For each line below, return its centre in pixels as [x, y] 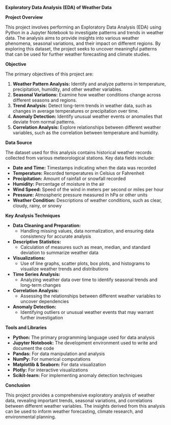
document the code [33, 348]
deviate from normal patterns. [44, 122]
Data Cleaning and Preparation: [47, 226]
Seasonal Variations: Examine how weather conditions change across [87, 95]
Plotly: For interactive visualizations [50, 370]
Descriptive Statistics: [37, 242]
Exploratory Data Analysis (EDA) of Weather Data [59, 7]
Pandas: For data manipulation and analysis [59, 354]
